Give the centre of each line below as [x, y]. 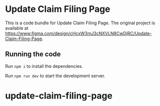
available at [17, 28]
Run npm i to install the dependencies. [44, 66]
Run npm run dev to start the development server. [55, 76]
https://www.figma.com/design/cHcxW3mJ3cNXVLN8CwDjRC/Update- [79, 33]
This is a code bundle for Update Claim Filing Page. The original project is [80, 23]
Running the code [33, 54]
